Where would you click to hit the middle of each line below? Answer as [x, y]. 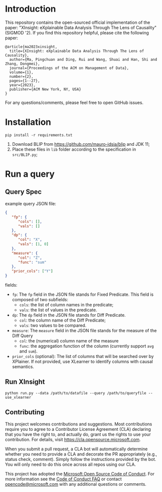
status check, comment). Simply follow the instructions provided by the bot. [81, 459]
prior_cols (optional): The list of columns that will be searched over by [83, 356]
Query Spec [24, 192]
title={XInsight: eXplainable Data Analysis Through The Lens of [77, 51]
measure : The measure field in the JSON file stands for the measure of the [84, 331]
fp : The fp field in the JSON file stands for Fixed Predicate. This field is [83, 294]
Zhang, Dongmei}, [23, 64]
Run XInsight [25, 382]
